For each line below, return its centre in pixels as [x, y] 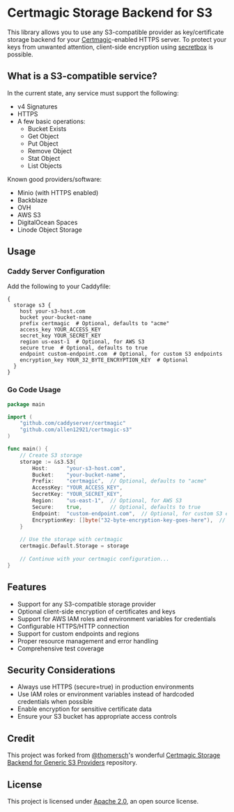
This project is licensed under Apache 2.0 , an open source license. [103, 801]
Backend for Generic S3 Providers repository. [72, 763]
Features [27, 587]
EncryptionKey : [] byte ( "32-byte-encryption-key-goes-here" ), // [129, 520]
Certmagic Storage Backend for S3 [110, 13]
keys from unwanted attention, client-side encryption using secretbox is [110, 47]
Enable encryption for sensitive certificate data [84, 709]
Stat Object [44, 158]
